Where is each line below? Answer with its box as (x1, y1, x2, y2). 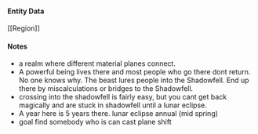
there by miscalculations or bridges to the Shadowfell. (18, 84, 194, 93)
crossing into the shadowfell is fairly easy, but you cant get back (18, 92, 227, 102)
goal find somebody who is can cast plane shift (18, 118, 172, 127)
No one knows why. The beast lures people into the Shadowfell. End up (18, 75, 249, 85)
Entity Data (7, 6, 45, 16)
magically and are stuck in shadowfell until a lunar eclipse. (18, 100, 207, 110)
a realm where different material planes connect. (18, 59, 176, 68)
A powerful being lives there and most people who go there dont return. (18, 67, 251, 77)
